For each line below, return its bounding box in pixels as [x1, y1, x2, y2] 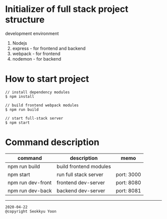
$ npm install [5, 94, 35, 99]
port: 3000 [116, 171, 142, 178]
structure [5, 14, 45, 25]
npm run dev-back [7, 187, 52, 194]
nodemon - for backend [12, 56, 61, 62]
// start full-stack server [5, 116, 64, 121]
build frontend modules [56, 163, 111, 170]
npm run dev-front [7, 179, 52, 186]
